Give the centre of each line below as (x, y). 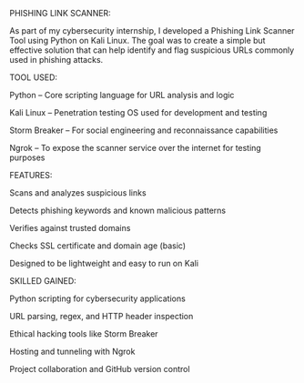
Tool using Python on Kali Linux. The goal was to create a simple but (137, 40)
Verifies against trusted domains (70, 228)
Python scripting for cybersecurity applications (98, 298)
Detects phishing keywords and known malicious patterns (118, 210)
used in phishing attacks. (56, 60)
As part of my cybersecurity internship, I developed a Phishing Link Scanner (152, 30)
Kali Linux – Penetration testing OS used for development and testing (138, 112)
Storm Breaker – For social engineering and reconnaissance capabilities (144, 130)
